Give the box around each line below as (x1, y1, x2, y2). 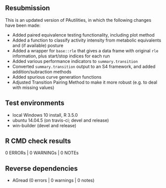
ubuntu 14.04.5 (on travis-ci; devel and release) (12, 117, 109, 123)
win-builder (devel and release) (12, 122, 77, 128)
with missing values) (12, 84, 55, 91)
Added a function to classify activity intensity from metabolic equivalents (12, 37, 162, 43)
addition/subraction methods (12, 69, 72, 75)
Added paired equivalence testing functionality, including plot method (12, 32, 155, 38)
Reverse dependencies (5, 164, 78, 173)
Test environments (5, 99, 64, 107)
